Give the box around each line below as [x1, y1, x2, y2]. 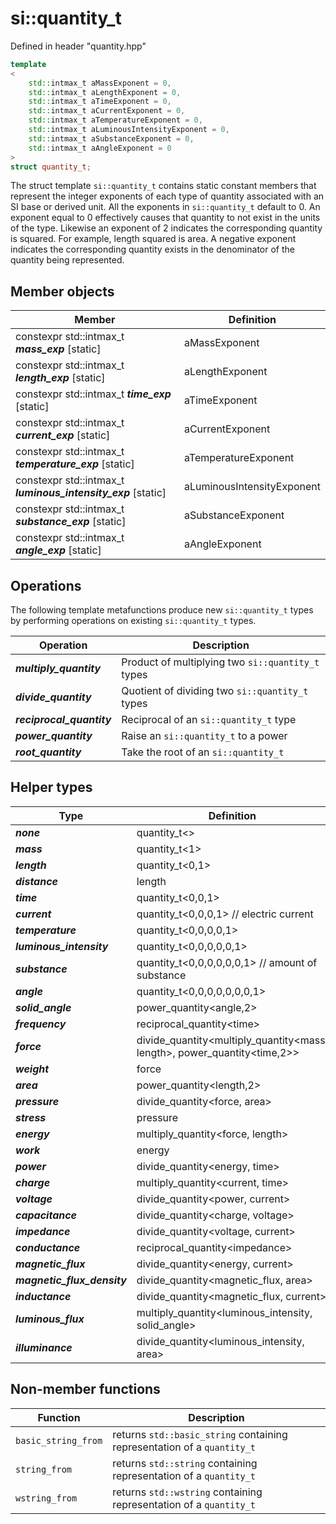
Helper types [10, 779, 93, 796]
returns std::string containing [112, 1456, 258, 1470]
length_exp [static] [15, 371, 106, 385]
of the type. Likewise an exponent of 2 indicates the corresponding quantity [10, 222, 323, 234]
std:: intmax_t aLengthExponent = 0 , [28, 87, 182, 97]
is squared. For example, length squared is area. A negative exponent [10, 233, 297, 245]
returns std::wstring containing [112, 1485, 263, 1499]
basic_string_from [15, 1435, 103, 1446]
